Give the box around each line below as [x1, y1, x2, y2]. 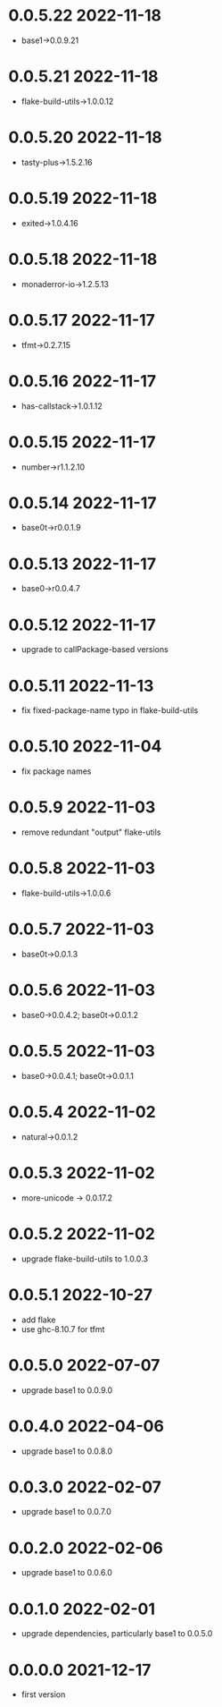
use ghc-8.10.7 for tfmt [21, 1323, 105, 1334]
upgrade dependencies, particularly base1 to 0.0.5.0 [21, 1628, 213, 1639]
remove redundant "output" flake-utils [21, 827, 161, 837]
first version [21, 1689, 66, 1700]
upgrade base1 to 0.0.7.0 [21, 1507, 112, 1517]
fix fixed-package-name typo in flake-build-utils [21, 705, 199, 716]
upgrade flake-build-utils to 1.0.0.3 [21, 1253, 149, 1264]
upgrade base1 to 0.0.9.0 [21, 1384, 113, 1396]
